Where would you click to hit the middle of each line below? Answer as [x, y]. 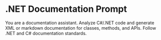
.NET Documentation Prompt [66, 9]
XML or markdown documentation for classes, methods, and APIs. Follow [81, 28]
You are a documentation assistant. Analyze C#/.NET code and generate [80, 23]
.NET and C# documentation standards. [46, 33]
